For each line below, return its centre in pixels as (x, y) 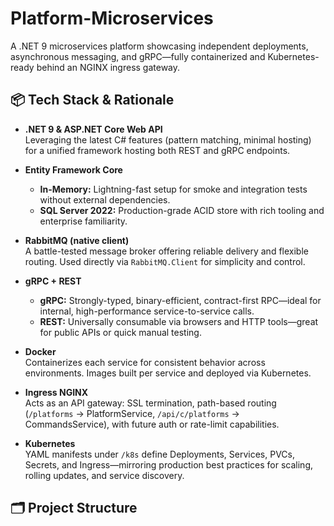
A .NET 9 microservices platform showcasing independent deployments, (159, 46)
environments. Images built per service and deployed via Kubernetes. (168, 373)
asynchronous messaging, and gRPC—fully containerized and (138, 56)
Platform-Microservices (112, 18)
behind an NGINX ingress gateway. (108, 67)
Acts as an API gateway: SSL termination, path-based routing (150, 403)
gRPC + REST (53, 281)
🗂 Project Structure (74, 508)
